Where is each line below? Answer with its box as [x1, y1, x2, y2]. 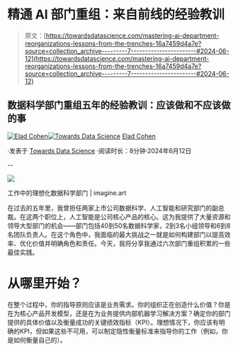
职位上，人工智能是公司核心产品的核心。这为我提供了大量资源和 [44, 212, 231, 221]
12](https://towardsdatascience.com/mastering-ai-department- [24, 54, 210, 62]
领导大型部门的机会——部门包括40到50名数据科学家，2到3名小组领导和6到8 [7, 221, 231, 230]
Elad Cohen [122, 132, 156, 140]
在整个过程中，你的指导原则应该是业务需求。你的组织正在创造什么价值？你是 [7, 300, 231, 308]
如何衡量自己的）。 [13, 335, 67, 344]
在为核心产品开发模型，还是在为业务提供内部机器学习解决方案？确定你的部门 [7, 309, 231, 318]
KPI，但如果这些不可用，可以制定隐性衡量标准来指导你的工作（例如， [19, 327, 222, 335]
